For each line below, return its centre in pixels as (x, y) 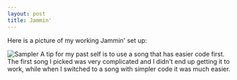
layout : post (27, 14)
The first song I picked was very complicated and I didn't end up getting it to (118, 61)
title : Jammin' (30, 20)
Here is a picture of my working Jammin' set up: (77, 40)
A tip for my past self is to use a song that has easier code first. (132, 54)
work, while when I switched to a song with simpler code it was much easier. (119, 69)
